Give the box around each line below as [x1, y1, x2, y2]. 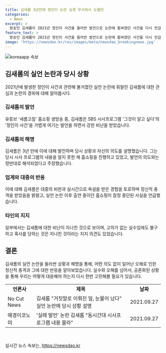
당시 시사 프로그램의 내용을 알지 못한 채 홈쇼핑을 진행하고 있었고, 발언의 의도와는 [5, 154, 160, 160]
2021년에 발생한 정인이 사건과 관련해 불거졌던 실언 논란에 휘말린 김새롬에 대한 [5, 84, 155, 90]
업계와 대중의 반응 [5, 174, 45, 181]
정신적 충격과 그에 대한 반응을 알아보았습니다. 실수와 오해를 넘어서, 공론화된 [5, 267, 150, 273]
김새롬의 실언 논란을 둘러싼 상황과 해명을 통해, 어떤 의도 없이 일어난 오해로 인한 [5, 261, 157, 267]
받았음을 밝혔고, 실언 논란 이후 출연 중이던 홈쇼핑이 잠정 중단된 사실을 [14, 192, 147, 199]
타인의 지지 [5, 212, 30, 219]
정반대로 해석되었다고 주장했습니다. [5, 160, 73, 166]
